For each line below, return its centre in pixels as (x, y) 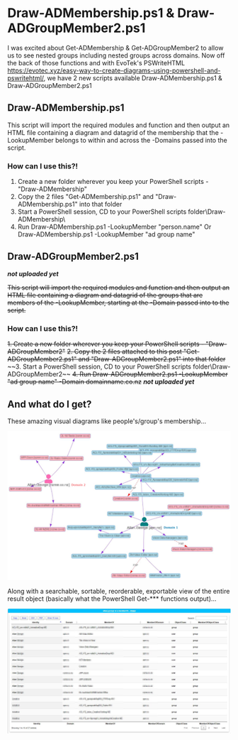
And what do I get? (50, 404)
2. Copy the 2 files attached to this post (124, 352)
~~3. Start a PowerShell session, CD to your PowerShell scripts (100, 366)
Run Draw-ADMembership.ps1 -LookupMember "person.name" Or (114, 227)
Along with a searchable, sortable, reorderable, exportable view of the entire (119, 591)
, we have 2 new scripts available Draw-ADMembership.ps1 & (133, 78)
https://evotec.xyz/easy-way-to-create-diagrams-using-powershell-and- (114, 70)
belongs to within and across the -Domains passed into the (142, 140)
